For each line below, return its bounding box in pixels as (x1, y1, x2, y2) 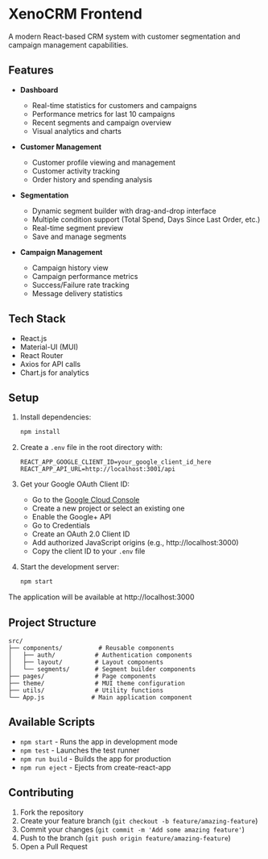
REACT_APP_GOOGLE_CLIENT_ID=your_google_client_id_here (19, 458, 212, 466)
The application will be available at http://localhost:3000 (8, 592, 195, 602)
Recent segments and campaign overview (31, 118, 171, 127)
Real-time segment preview (31, 223, 124, 232)
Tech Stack (8, 312, 66, 326)
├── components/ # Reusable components (8, 644, 175, 652)
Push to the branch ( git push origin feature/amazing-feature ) (19, 832, 231, 843)
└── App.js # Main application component (8, 693, 193, 702)
